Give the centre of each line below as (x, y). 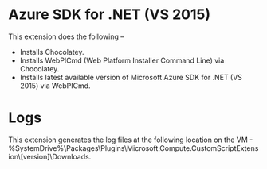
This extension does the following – (67, 36)
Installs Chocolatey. (52, 52)
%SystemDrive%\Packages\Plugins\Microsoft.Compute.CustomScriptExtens (133, 148)
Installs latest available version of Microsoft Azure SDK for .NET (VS (131, 77)
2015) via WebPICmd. (55, 86)
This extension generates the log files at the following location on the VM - (131, 140)
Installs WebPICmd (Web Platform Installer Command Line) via (122, 60)
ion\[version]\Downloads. (50, 156)
